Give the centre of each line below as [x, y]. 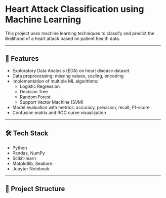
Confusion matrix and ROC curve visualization [59, 113]
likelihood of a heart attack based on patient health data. [62, 39]
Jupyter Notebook [31, 168]
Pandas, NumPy [29, 153]
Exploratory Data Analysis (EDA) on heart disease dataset [71, 71]
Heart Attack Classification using [75, 9]
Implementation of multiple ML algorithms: [55, 81]
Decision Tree [34, 91]
